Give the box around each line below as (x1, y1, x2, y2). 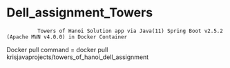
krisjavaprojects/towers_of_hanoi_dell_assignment (6, 53, 149, 61)
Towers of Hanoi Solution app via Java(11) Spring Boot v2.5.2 (37, 27, 224, 34)
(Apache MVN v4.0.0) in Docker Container (6, 33, 128, 41)
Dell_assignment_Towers (6, 5, 153, 21)
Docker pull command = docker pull (6, 45, 108, 54)
